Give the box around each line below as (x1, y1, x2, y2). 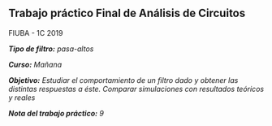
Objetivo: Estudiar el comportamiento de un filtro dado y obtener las (8, 75, 239, 85)
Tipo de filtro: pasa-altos (8, 44, 94, 54)
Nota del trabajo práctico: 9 (8, 108, 104, 118)
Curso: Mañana (8, 59, 63, 69)
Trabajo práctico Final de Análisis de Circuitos (8, 7, 246, 20)
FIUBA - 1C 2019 (8, 28, 63, 37)
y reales (8, 93, 36, 102)
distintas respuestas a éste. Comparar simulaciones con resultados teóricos (8, 84, 265, 93)
